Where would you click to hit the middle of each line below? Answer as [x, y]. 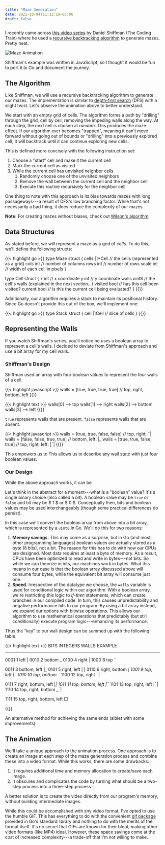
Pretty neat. [17, 43]
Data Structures [30, 232]
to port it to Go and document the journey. [48, 68]
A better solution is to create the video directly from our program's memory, [82, 796]
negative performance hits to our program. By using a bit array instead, [84, 606]
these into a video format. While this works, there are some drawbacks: [77, 761]
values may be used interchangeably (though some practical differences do [82, 508]
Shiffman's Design [28, 364]
